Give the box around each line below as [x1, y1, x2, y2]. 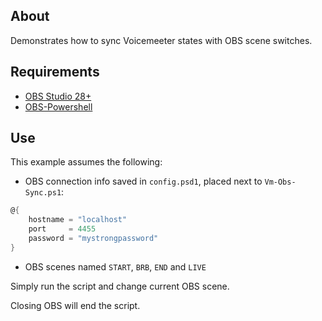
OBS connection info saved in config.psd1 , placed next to [24, 175, 263, 188]
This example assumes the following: [10, 156, 163, 168]
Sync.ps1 [24, 188, 62, 198]
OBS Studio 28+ [24, 90, 92, 102]
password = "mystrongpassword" [28, 234, 159, 244]
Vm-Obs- [264, 177, 297, 188]
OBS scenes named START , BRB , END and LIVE [24, 260, 207, 273]
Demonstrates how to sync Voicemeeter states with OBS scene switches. [10, 34, 313, 46]
